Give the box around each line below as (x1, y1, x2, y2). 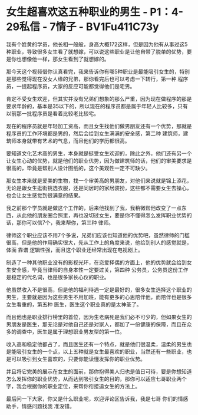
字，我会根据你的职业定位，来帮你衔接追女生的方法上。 (6, 383, 140, 390)
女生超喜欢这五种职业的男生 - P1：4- (6, 5, 184, 19)
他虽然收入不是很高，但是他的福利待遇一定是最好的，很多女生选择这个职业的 (6, 286, 192, 293)
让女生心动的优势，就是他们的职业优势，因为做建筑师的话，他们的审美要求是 (6, 157, 192, 164)
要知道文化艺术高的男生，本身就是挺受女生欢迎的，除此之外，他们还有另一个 (6, 150, 192, 157)
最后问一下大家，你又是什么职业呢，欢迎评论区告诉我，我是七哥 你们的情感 (6, 395, 189, 402)
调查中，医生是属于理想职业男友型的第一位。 (16, 328, 125, 335)
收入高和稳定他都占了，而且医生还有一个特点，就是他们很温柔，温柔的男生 (6, 340, 187, 348)
